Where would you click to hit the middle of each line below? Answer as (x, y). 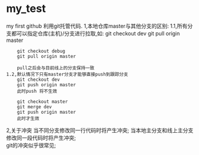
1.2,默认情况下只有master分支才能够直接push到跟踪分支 (67, 74)
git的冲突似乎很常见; (31, 145)
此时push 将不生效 (37, 91)
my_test (26, 9)
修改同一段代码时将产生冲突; (41, 138)
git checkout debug (41, 51)
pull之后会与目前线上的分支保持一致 (56, 68)
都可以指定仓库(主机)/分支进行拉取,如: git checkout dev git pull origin (96, 33)
